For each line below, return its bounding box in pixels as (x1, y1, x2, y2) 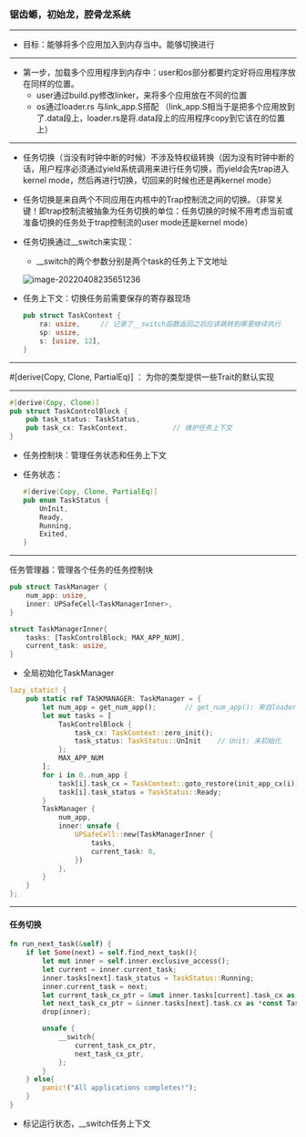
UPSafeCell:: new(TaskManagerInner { (74, 830, 214, 840)
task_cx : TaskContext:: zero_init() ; (74, 728, 214, 737)
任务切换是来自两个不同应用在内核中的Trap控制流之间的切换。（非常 (22, 194, 276, 205)
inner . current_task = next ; (42, 982, 148, 991)
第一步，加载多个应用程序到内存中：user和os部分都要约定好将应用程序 (22, 67, 289, 78)
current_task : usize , (25, 642, 107, 651)
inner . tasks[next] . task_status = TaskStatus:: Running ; (42, 974, 255, 983)
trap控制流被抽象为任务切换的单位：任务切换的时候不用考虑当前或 (46, 205, 294, 216)
